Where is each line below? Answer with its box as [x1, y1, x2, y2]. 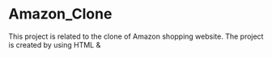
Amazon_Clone [8, 5, 113, 23]
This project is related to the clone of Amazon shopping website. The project [8, 31, 264, 41]
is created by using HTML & [8, 39, 101, 49]
